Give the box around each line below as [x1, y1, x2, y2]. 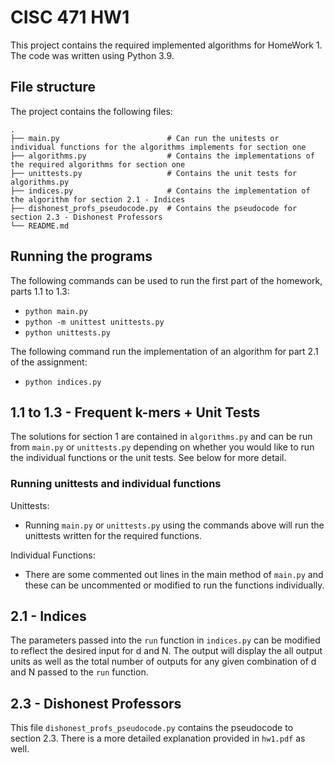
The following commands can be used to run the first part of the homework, [10, 274, 323, 286]
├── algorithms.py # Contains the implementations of [10, 151, 315, 161]
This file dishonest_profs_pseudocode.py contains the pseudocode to [10, 722, 294, 734]
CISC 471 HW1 [10, 6, 130, 29]
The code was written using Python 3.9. [10, 49, 175, 61]
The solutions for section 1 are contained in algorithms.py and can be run [10, 431, 313, 443]
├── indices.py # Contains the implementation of [10, 186, 311, 196]
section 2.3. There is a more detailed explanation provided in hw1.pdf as [10, 732, 306, 745]
